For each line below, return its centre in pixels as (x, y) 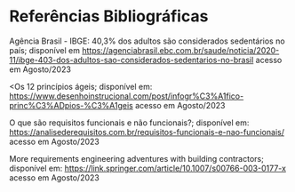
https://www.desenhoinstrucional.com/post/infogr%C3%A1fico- (127, 96)
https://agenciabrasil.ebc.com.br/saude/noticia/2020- (180, 50)
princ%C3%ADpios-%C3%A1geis (71, 105)
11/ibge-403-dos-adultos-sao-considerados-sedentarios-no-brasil (132, 60)
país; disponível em (45, 50)
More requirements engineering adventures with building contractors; (136, 158)
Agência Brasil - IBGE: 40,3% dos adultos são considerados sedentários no (147, 41)
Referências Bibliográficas (109, 16)
